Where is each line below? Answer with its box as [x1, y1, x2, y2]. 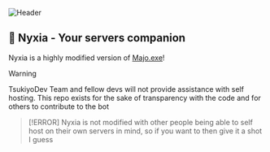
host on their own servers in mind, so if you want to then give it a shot [28, 126, 263, 136]
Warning [8, 68, 37, 78]
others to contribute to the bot [8, 102, 110, 111]
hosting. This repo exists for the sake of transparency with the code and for [8, 93, 262, 102]
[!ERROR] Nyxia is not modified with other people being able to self [28, 117, 254, 127]
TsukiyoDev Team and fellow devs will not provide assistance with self [8, 84, 244, 93]
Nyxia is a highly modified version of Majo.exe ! [8, 53, 165, 63]
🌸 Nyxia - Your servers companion [8, 31, 185, 45]
